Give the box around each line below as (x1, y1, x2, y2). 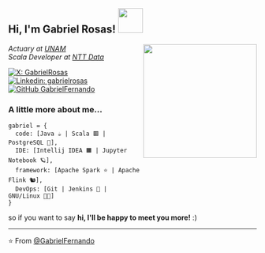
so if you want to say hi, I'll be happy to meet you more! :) (8, 213, 197, 222)
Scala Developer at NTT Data (8, 52, 105, 62)
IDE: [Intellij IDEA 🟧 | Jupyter (15, 147, 128, 155)
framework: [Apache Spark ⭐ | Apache (15, 167, 140, 175)
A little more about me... (8, 104, 103, 115)
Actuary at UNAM (8, 43, 66, 53)
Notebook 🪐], (8, 157, 54, 164)
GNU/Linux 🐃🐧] (8, 192, 55, 200)
